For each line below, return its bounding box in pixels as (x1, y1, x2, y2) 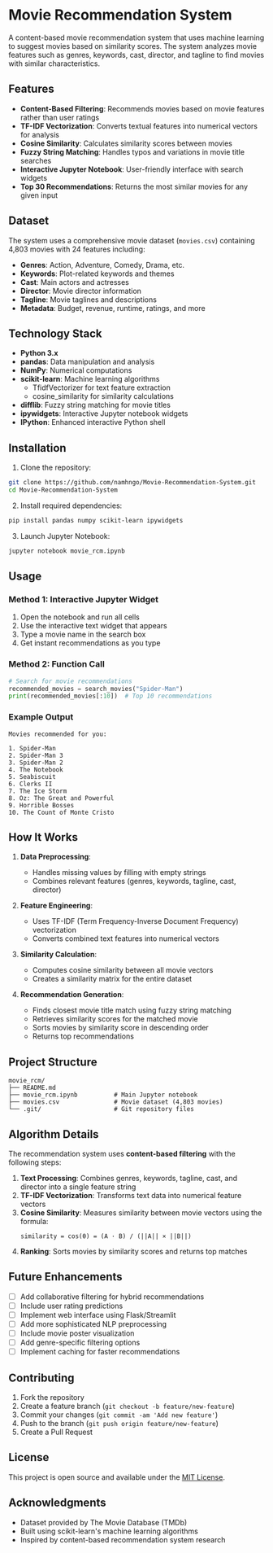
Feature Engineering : (19, 901, 93, 911)
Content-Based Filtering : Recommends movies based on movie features (19, 103, 265, 113)
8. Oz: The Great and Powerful (8, 794, 115, 803)
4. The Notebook (8, 765, 63, 774)
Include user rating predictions (19, 1301, 123, 1310)
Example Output (8, 711, 74, 723)
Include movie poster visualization (19, 1328, 135, 1338)
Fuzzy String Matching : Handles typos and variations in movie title (19, 147, 245, 156)
